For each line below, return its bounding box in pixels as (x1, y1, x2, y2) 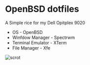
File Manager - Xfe (12, 45, 51, 51)
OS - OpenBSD (12, 29, 43, 35)
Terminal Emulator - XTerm (12, 39, 67, 45)
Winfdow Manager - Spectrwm (12, 34, 75, 40)
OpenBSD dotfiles (5, 3, 80, 15)
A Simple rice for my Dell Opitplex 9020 (5, 20, 85, 26)
